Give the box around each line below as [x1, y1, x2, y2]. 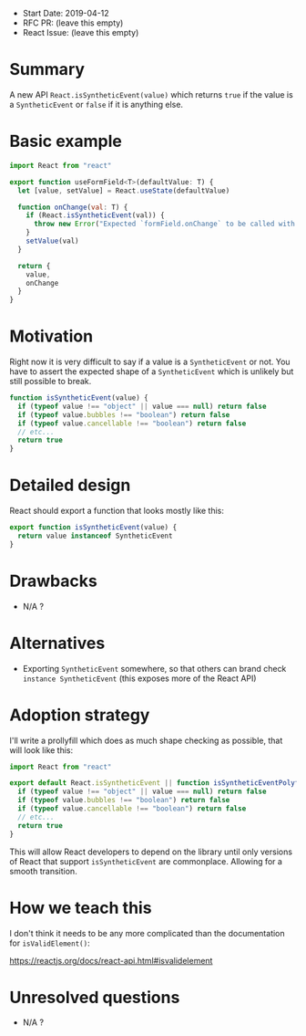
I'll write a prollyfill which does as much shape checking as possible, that [9, 735, 283, 746]
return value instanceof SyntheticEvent [17, 531, 173, 540]
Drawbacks [9, 570, 97, 591]
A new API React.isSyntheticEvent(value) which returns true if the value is [9, 89, 293, 99]
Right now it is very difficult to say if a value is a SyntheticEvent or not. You [9, 356, 291, 368]
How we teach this [9, 897, 152, 918]
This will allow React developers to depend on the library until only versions [9, 846, 293, 857]
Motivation [9, 326, 94, 347]
